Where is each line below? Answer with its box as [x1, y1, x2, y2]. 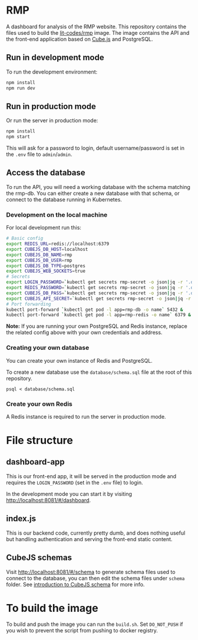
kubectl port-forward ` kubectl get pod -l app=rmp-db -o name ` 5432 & [6, 307, 183, 313]
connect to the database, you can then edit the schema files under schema [6, 575, 185, 582]
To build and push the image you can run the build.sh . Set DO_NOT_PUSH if [6, 621, 183, 628]
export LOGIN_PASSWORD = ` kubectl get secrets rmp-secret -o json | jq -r [6, 279, 183, 286]
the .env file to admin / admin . [6, 151, 72, 158]
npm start [6, 134, 31, 140]
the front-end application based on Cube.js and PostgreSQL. [6, 35, 153, 42]
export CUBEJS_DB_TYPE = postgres [6, 263, 85, 268]
